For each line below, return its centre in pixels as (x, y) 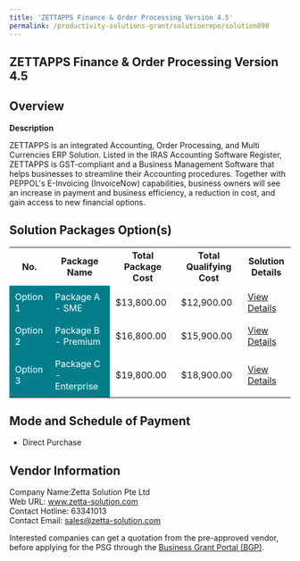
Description (32, 128)
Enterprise (77, 386)
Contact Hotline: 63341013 (58, 511)
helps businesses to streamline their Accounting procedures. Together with (148, 173)
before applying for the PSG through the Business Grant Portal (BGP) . (137, 548)
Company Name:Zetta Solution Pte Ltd (79, 492)
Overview (37, 107)
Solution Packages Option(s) (91, 230)
